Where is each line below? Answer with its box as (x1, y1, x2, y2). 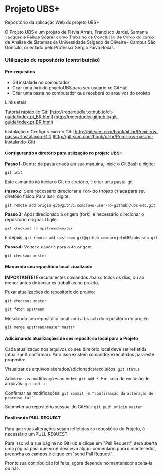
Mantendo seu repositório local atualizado (5, 264, 92, 269)
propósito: (5, 357, 26, 362)
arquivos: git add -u (5, 380, 47, 386)
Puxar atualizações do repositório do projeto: (5, 289, 95, 295)
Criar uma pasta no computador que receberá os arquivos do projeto (12, 90, 151, 96)
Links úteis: (5, 99, 28, 105)
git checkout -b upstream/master (5, 226, 73, 231)
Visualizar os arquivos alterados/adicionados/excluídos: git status (5, 366, 140, 372)
